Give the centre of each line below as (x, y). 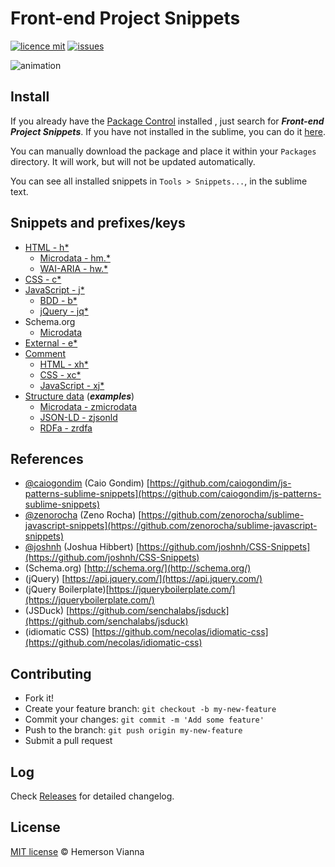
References (47, 458)
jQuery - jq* (64, 311)
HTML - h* (47, 247)
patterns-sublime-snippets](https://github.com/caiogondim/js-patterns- (173, 494)
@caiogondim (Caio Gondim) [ (87, 483)
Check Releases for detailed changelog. (92, 796)
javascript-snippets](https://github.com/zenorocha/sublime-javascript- (171, 526)
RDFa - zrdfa (66, 428)
